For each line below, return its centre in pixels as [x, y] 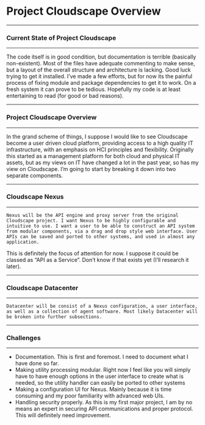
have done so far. [37, 363]
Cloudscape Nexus [35, 197]
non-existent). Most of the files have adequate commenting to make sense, [101, 64]
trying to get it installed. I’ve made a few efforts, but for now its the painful [99, 76]
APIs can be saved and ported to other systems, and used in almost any [101, 236]
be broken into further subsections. [54, 317]
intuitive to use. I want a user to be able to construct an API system [101, 226]
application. [23, 242]
